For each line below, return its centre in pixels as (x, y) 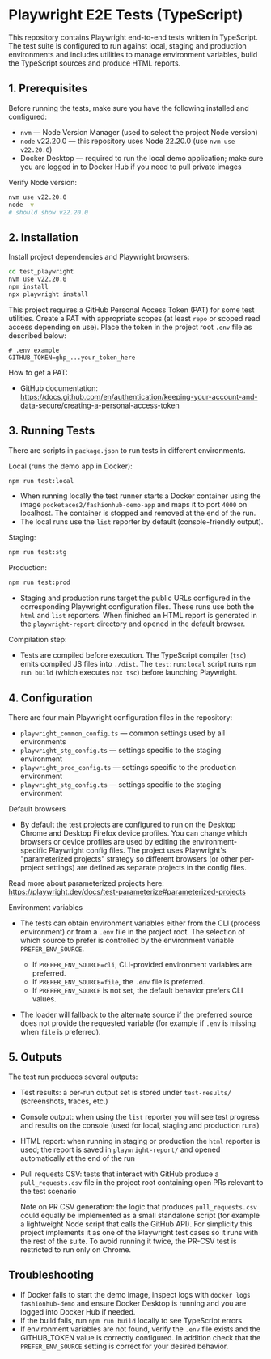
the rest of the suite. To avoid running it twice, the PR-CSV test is (128, 1241)
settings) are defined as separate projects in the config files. (146, 867)
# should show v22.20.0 (49, 212)
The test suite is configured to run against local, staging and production (127, 45)
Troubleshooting (51, 1275)
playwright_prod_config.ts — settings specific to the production (128, 767)
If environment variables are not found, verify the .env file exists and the (140, 1329)
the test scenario (48, 1191)
